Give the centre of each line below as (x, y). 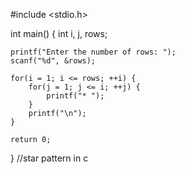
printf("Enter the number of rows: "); (93, 52)
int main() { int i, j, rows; (59, 33)
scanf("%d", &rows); (53, 61)
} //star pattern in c (49, 158)
